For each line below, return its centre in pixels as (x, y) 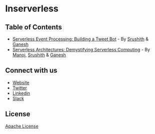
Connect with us (31, 70)
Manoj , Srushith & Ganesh (39, 55)
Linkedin (21, 93)
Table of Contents (34, 27)
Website (21, 82)
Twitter (20, 88)
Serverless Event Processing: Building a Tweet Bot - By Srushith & (80, 39)
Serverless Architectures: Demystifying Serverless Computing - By (81, 50)
